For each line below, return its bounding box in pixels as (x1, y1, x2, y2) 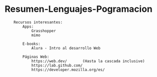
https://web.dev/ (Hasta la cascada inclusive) (31, 58, 145, 64)
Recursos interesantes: (13, 20, 63, 25)
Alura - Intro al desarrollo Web (31, 45, 100, 50)
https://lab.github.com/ (31, 63, 83, 68)
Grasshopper (31, 28, 56, 33)
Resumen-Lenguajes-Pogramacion (4, 3, 153, 15)
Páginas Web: (22, 54, 50, 59)
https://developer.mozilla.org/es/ (31, 67, 105, 72)
